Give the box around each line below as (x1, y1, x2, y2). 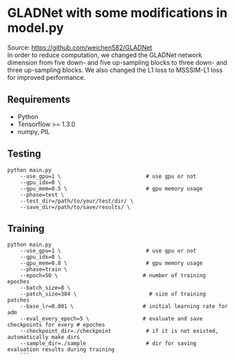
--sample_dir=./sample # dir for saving (20, 340, 197, 347)
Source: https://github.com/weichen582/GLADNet (7, 43, 153, 51)
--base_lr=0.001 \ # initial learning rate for (20, 303, 229, 310)
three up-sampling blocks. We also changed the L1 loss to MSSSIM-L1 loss (7, 66, 223, 74)
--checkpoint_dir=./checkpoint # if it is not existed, (20, 328, 219, 335)
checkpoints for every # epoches (7, 322, 106, 329)
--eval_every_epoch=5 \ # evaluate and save (20, 315, 203, 322)
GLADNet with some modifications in (7, 5, 228, 21)
